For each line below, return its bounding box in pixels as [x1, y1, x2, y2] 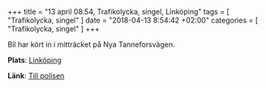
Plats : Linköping [7, 56, 62, 65]
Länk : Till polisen [7, 71, 65, 80]
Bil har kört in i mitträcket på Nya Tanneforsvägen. [7, 40, 175, 49]
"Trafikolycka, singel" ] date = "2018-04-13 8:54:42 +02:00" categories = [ [7, 15, 259, 25]
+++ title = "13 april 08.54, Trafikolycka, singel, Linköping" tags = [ [7, 7, 230, 16]
